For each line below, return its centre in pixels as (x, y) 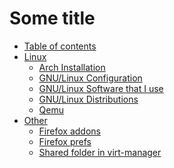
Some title (52, 18)
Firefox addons (69, 131)
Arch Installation (72, 67)
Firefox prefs (65, 141)
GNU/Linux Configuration (90, 78)
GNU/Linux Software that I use (101, 88)
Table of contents (60, 46)
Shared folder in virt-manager (100, 152)
